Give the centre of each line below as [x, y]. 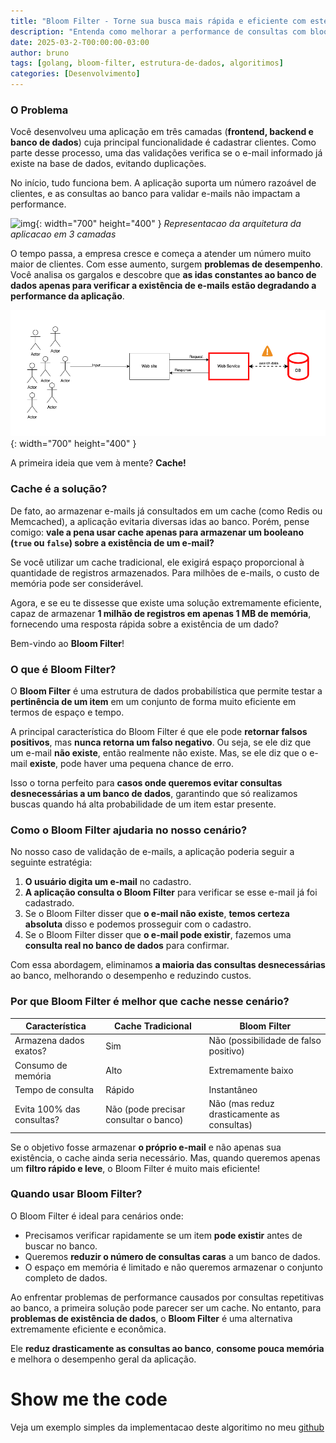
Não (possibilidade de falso [265, 1041]
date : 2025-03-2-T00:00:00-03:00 [80, 42]
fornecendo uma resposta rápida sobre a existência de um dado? [144, 624]
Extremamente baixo [251, 1070]
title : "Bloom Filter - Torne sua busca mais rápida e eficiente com [158, 21]
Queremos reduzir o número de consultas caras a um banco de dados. [172, 1256]
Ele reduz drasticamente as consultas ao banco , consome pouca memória [167, 1348]
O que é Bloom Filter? [63, 669]
